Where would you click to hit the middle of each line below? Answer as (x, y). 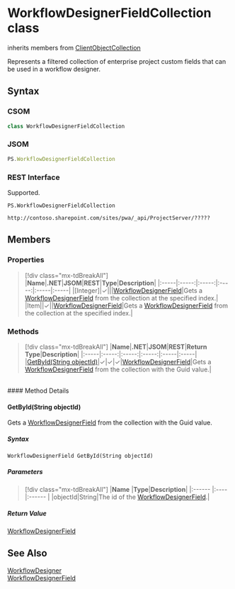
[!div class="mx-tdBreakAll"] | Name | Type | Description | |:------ (117, 490)
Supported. (24, 192)
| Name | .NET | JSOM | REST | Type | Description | (91, 283)
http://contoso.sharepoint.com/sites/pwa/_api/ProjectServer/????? (109, 218)
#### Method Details (38, 391)
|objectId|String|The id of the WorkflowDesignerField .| (131, 497)
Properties (26, 260)
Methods (23, 331)
